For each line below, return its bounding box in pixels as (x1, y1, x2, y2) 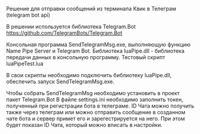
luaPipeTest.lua (6, 60, 44, 67)
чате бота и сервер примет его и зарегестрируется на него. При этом (6, 115, 185, 122)
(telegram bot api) (6, 11, 51, 19)
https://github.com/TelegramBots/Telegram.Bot (6, 29, 122, 36)
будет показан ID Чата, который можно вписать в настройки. (6, 121, 163, 128)
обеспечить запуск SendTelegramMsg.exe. (6, 78, 115, 85)
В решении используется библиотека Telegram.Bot (6, 23, 136, 30)
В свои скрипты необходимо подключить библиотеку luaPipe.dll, (6, 72, 172, 78)
